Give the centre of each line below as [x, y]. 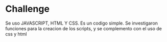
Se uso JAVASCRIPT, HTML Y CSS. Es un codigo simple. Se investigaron [82, 23]
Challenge [28, 9]
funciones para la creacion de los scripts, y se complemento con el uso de [84, 28]
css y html [16, 34]
